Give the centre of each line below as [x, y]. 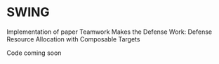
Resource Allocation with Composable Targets [73, 39]
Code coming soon [34, 53]
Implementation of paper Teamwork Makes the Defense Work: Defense [109, 32]
